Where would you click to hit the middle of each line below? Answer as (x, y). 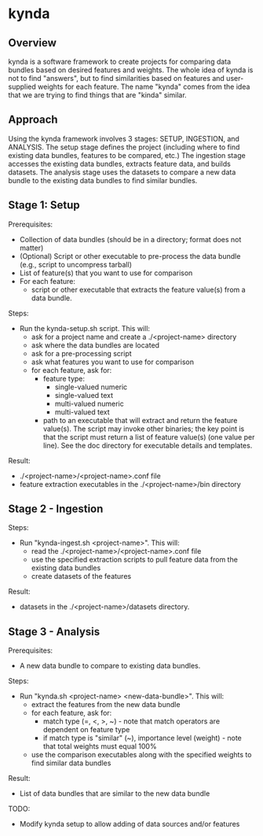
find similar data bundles (71, 763)
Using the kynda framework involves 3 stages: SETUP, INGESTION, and (124, 138)
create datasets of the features (81, 576)
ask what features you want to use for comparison (113, 362)
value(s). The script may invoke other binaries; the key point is (144, 429)
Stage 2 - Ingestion (56, 509)
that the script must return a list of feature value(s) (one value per (149, 436)
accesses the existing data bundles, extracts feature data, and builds (120, 164)
